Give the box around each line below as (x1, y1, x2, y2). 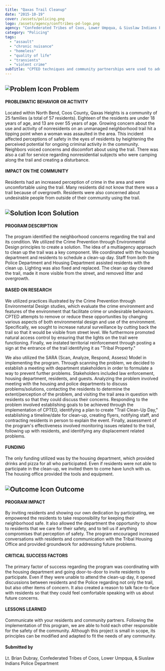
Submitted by (5, 644, 33, 650)
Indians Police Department (5, 661, 59, 666)
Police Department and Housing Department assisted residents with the (5, 260, 150, 266)
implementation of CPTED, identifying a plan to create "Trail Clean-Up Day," (5, 407, 158, 413)
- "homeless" (9, 48, 36, 53)
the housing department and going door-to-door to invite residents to (5, 569, 145, 574)
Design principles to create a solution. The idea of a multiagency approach (5, 244, 156, 250)
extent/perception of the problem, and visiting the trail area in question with (5, 391, 158, 397)
